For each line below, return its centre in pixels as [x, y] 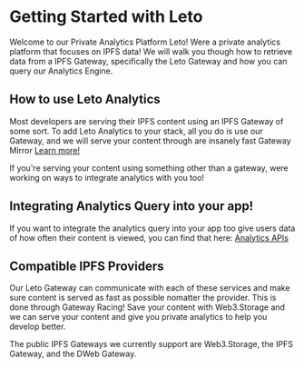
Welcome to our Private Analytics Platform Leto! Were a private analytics [145, 42]
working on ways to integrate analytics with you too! [107, 177]
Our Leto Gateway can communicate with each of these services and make [150, 288]
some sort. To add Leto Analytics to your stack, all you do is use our [136, 131]
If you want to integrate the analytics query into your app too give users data [152, 228]
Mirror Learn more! [44, 150]
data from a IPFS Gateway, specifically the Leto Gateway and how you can [148, 61]
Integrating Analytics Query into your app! [132, 206]
